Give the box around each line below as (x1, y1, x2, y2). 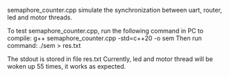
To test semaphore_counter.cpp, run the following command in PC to (7, 27, 203, 35)
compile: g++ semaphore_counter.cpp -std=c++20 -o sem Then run (7, 34, 203, 42)
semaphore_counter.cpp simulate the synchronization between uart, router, (7, 6, 222, 14)
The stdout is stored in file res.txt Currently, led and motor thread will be (7, 55, 213, 63)
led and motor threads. (7, 13, 73, 22)
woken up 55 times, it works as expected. (7, 62, 126, 70)
